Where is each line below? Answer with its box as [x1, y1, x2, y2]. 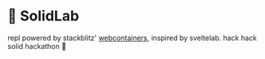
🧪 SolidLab [7, 7, 80, 25]
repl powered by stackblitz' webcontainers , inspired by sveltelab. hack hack [7, 33, 257, 42]
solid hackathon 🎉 [7, 41, 67, 50]
